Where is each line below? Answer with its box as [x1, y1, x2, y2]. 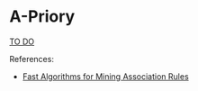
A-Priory [9, 6, 76, 27]
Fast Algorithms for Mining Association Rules [22, 70, 189, 82]
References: [9, 53, 54, 64]
